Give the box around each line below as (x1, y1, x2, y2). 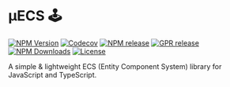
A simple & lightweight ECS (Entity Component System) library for (8, 61, 222, 71)
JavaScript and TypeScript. (8, 70, 97, 79)
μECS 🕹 (8, 7, 62, 25)
